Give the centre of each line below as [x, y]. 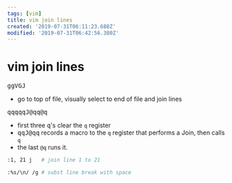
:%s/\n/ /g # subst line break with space [69, 173]
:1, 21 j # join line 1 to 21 [54, 160]
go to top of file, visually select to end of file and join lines [99, 99]
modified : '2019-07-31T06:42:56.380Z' [63, 33]
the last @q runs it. [42, 147]
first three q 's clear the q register [64, 126]
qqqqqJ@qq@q [27, 112]
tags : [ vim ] [24, 13]
